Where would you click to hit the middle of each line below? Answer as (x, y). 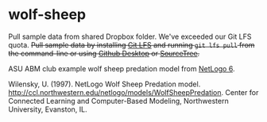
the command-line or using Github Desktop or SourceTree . (104, 53)
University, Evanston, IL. (48, 109)
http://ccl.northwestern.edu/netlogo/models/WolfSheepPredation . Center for (133, 92)
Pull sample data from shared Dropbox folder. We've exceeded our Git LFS (130, 36)
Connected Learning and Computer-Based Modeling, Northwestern (118, 101)
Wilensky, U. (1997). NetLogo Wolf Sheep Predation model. (104, 84)
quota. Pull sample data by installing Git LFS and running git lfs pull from (132, 44)
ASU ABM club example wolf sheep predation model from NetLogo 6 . (122, 68)
